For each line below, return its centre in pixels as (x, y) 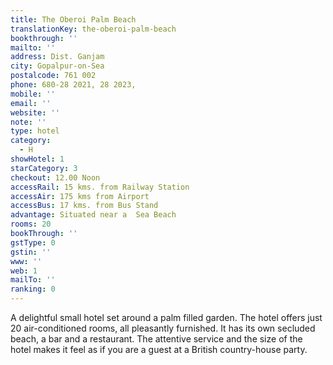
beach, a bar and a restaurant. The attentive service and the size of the (156, 339)
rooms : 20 (31, 224)
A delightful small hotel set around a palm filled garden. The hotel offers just (166, 317)
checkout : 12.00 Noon (55, 177)
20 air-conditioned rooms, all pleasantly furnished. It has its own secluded (163, 328)
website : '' (35, 112)
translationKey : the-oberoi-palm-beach (93, 29)
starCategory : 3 (44, 168)
